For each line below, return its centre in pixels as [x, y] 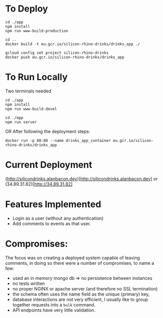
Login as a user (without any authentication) [58, 218]
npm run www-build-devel [31, 109]
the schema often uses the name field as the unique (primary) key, [81, 294]
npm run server [21, 122]
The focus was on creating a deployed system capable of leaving [73, 258]
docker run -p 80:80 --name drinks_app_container [58, 140]
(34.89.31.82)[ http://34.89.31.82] [39, 184]
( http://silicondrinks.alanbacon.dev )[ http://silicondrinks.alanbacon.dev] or [81, 179]
